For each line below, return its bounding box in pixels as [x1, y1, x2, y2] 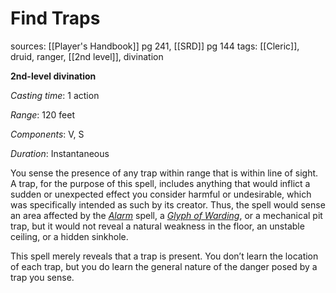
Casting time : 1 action [10, 89, 100, 101]
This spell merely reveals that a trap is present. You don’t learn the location [10, 250, 319, 262]
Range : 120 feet [10, 108, 75, 121]
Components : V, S [10, 128, 85, 140]
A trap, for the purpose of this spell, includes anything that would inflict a [10, 177, 311, 189]
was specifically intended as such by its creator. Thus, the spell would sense [10, 198, 326, 211]
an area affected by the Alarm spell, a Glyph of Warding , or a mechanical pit [10, 209, 323, 221]
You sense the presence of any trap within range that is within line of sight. [10, 167, 319, 179]
